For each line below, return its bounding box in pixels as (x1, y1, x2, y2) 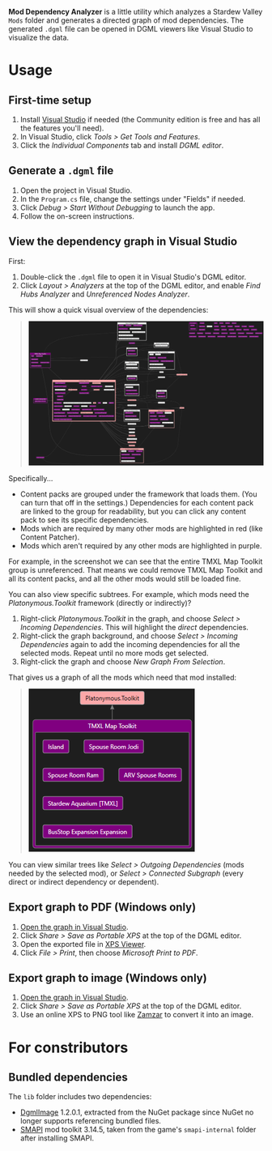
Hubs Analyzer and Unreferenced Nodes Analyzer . (19, 289, 190, 299)
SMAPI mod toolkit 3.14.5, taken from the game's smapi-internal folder (19, 1125, 257, 1135)
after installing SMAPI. (19, 1133, 95, 1143)
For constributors (8, 1038, 129, 1056)
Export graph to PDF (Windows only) (8, 901, 197, 914)
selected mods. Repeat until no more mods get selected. (19, 648, 209, 658)
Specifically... (8, 473, 53, 483)
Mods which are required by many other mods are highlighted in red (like (19, 523, 263, 533)
